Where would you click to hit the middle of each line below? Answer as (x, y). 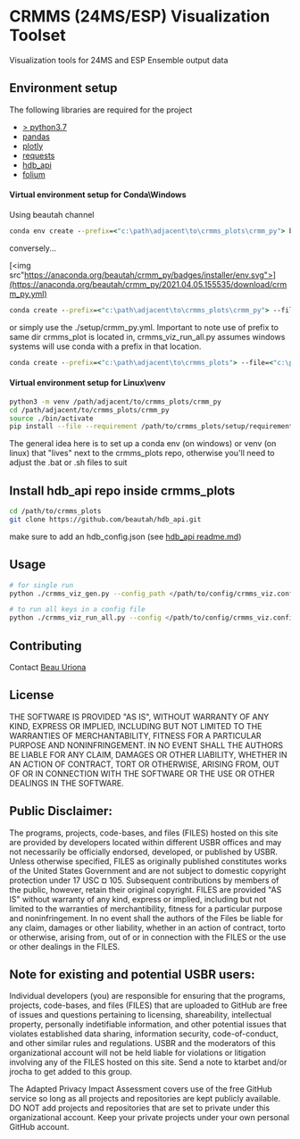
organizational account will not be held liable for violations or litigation (137, 1053)
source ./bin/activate (51, 418)
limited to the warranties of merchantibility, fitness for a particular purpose (146, 909)
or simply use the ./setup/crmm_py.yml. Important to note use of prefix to (144, 327)
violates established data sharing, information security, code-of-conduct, (144, 1034)
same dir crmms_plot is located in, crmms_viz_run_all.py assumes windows (147, 337)
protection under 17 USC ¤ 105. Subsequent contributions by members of (144, 880)
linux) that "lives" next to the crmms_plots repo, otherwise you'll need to (142, 453)
